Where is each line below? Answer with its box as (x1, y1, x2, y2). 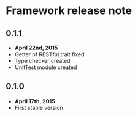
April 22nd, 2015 (14, 44, 58, 51)
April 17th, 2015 (14, 97, 56, 104)
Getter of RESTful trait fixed (14, 51, 85, 58)
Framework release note (6, 4, 132, 18)
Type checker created (14, 57, 71, 64)
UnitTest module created (14, 63, 77, 71)
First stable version (14, 104, 64, 111)
